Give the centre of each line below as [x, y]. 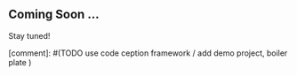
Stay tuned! [29, 35]
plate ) [20, 62]
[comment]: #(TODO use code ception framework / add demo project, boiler [148, 53]
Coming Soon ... [54, 15]
